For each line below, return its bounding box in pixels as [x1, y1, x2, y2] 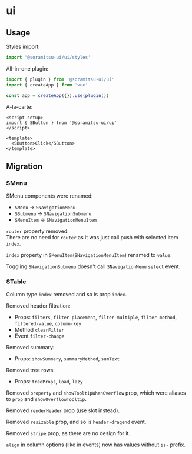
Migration [6, 161, 43, 171]
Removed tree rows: [6, 366, 55, 374]
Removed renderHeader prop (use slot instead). [6, 407, 120, 414]
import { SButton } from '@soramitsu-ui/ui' [6, 119, 117, 126]
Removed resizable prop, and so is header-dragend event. [6, 419, 147, 426]
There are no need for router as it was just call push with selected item [6, 234, 178, 241]
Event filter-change [14, 332, 65, 339]
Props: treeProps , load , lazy [14, 378, 83, 385]
